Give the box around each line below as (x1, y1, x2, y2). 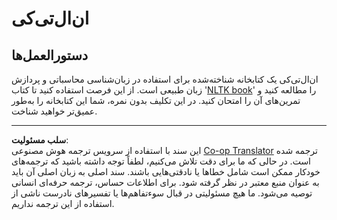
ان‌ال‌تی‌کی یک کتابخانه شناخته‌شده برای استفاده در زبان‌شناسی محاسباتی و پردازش (11, 73, 319, 85)
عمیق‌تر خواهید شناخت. (11, 105, 98, 117)
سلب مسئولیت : (11, 134, 69, 146)
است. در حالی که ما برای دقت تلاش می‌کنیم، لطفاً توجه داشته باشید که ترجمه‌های (11, 155, 312, 167)
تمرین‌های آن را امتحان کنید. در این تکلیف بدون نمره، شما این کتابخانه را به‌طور (11, 95, 301, 106)
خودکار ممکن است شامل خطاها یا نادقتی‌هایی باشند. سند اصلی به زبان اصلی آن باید (11, 166, 321, 177)
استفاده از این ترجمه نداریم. (11, 198, 115, 209)
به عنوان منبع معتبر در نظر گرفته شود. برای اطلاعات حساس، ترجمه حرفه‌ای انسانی (11, 177, 320, 188)
